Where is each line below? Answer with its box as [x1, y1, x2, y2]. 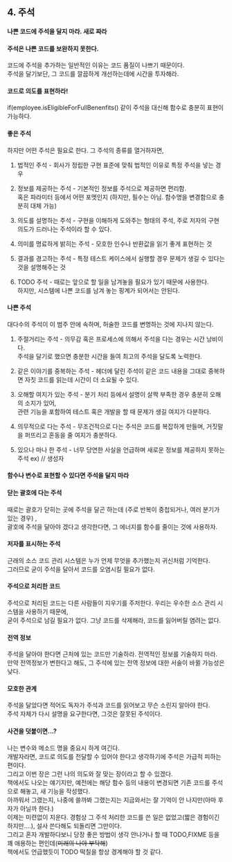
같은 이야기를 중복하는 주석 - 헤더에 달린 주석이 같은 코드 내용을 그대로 [17, 366, 206, 375]
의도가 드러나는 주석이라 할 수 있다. [17, 224, 112, 233]
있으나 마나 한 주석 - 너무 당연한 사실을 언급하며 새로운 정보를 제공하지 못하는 [17, 445, 225, 454]
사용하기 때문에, [25, 608, 69, 616]
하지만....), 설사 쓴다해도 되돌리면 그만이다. [7, 821, 123, 829]
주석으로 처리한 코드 [7, 582, 61, 591]
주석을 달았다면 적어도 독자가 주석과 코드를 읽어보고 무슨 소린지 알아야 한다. [7, 701, 211, 710]
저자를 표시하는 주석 [7, 539, 61, 548]
